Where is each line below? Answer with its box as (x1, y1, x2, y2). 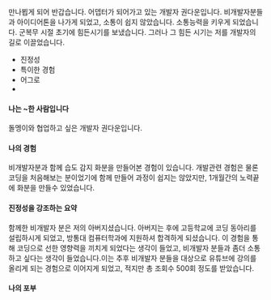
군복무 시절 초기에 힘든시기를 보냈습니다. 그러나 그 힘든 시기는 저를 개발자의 (19, 28, 256, 36)
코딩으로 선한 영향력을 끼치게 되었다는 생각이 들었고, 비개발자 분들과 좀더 (16, 242, 246, 253)
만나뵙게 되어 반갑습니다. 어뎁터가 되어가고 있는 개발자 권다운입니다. (8, 7, 222, 16)
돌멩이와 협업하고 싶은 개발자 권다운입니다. (8, 123, 143, 133)
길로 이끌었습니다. (8, 37, 66, 47)
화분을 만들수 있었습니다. (16, 183, 95, 193)
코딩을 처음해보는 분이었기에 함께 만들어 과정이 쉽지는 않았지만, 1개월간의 (8, 173, 239, 182)
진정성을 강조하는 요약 (8, 204, 78, 212)
